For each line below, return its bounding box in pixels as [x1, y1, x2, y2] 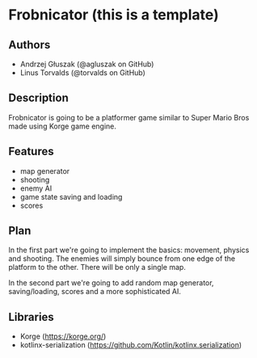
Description [8, 91, 69, 105]
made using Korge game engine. [8, 121, 117, 131]
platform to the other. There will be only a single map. [8, 263, 186, 272]
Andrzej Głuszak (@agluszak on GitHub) [19, 59, 154, 69]
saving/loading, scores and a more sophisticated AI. [8, 287, 182, 297]
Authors [8, 38, 51, 52]
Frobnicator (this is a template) [8, 6, 220, 24]
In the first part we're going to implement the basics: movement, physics [8, 245, 250, 255]
